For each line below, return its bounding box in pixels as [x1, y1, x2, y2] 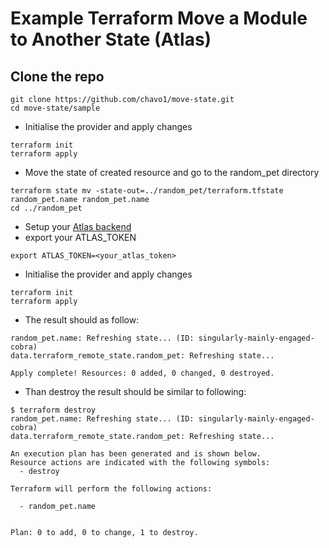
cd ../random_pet [10, 203, 83, 213]
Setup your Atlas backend [24, 221, 132, 232]
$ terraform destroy [10, 405, 97, 415]
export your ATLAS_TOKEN [24, 232, 137, 243]
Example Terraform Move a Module [10, 7, 308, 30]
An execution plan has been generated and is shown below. [10, 449, 262, 459]
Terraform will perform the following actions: [10, 484, 213, 494]
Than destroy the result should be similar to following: [24, 386, 247, 397]
